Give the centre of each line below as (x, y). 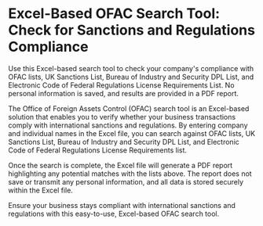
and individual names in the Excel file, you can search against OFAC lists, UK (132, 133)
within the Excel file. (40, 190)
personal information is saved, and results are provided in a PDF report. (124, 93)
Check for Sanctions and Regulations (131, 30)
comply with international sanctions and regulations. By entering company (128, 125)
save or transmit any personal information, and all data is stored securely (126, 181)
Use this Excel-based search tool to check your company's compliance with (131, 68)
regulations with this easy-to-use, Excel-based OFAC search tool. (114, 213)
